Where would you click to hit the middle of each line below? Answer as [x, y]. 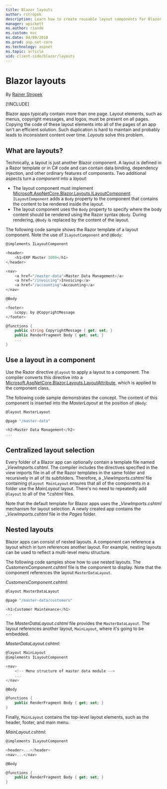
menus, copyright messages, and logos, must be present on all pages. [78, 119]
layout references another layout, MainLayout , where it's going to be [75, 629]
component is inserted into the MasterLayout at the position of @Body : [77, 403]
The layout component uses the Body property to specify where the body [87, 209]
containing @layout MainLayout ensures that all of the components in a [78, 483]
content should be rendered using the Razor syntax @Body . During [80, 215]
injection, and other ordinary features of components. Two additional [76, 173]
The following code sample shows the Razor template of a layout [72, 230]
